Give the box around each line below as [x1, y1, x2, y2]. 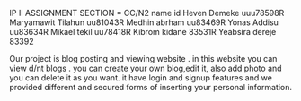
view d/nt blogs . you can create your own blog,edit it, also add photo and [9, 63, 282, 73]
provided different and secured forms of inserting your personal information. [9, 82, 293, 92]
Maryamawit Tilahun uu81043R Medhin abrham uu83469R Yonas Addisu [9, 17, 279, 28]
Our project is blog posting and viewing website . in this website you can [9, 54, 278, 63]
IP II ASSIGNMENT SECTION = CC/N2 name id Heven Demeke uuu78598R [9, 8, 285, 18]
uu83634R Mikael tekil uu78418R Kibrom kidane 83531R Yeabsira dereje [9, 27, 277, 37]
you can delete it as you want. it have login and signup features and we [9, 72, 272, 83]
